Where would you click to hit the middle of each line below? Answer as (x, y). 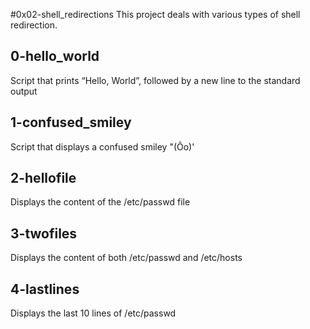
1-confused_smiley (71, 122)
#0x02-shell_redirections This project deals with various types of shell (155, 14)
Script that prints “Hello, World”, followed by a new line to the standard (155, 80)
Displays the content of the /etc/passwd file (100, 202)
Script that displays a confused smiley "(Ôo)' (102, 146)
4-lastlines (45, 289)
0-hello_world (55, 56)
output (24, 91)
